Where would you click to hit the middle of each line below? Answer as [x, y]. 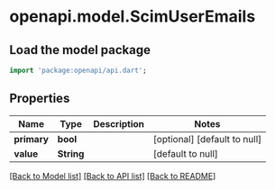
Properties [40, 99]
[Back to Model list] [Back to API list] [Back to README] [113, 176]
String [71, 153]
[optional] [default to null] [207, 139]
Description [119, 123]
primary [32, 139]
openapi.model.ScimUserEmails [133, 17]
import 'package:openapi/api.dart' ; [78, 70]
